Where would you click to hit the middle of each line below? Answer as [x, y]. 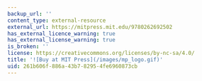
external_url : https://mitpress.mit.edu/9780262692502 [90, 27]
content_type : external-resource [57, 20]
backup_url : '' [30, 14]
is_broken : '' [28, 46]
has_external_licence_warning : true [61, 33]
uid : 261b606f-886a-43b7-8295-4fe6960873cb [73, 66]
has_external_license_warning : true [61, 40]
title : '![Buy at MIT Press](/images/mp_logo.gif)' [85, 60]
